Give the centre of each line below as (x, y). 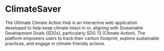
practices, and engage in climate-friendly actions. (55, 43)
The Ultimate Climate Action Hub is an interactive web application (71, 23)
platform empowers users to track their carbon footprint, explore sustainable (82, 38)
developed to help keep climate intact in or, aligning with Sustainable (74, 27)
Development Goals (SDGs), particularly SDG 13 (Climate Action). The (75, 33)
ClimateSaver (33, 9)
